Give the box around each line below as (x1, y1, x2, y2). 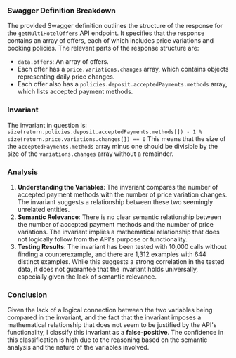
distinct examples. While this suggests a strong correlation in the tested (17, 257, 225, 265)
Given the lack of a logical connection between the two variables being (7, 306, 213, 314)
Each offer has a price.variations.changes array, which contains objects (17, 65, 229, 74)
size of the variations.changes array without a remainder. (7, 150, 174, 158)
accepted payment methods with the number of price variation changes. (17, 190, 228, 199)
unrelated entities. (17, 205, 70, 213)
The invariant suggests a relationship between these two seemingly (17, 197, 214, 206)
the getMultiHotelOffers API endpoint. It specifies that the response (7, 29, 205, 37)
